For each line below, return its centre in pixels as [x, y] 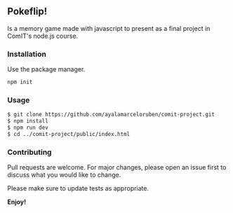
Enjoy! [17, 202]
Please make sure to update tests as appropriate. [78, 188]
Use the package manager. [46, 69]
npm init [20, 82]
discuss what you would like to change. [64, 175]
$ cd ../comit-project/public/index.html [69, 134]
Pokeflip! [27, 12]
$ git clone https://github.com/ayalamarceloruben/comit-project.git [111, 115]
